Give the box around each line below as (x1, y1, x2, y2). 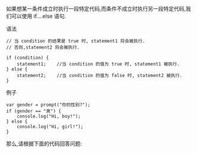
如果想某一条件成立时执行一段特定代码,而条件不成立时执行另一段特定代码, (6, 5, 186, 12)
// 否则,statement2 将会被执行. (6, 44, 80, 50)
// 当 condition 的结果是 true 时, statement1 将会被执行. (6, 38, 145, 44)
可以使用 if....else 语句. (11, 12, 66, 20)
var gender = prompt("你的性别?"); (6, 102, 91, 108)
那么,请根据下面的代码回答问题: (6, 140, 82, 147)
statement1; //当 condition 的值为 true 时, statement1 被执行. (17, 61, 180, 67)
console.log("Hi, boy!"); (17, 113, 81, 119)
